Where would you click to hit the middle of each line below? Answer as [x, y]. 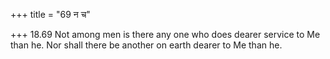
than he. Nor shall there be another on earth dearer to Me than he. [146, 45]
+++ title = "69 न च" [50, 14]
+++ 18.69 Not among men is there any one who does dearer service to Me [165, 34]
